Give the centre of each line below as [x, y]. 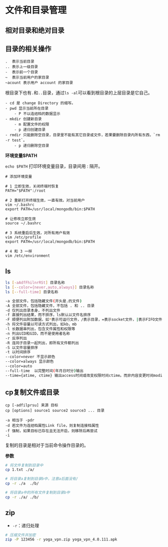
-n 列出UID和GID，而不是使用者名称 [38, 333]
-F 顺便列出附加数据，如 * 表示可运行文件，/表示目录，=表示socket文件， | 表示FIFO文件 [84, 320]
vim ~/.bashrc [20, 205]
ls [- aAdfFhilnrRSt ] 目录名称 [35, 283]
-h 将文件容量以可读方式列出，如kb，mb [41, 324]
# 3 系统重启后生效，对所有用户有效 [37, 233]
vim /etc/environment [28, 256]
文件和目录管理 [36, 10]
